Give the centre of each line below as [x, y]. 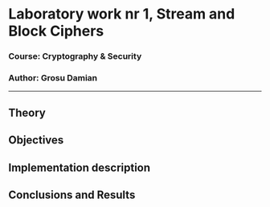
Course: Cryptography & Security [75, 56]
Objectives [36, 141]
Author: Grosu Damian [53, 78]
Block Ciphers [56, 31]
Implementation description [80, 167]
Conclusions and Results [72, 195]
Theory [27, 112]
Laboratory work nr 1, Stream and [122, 14]
